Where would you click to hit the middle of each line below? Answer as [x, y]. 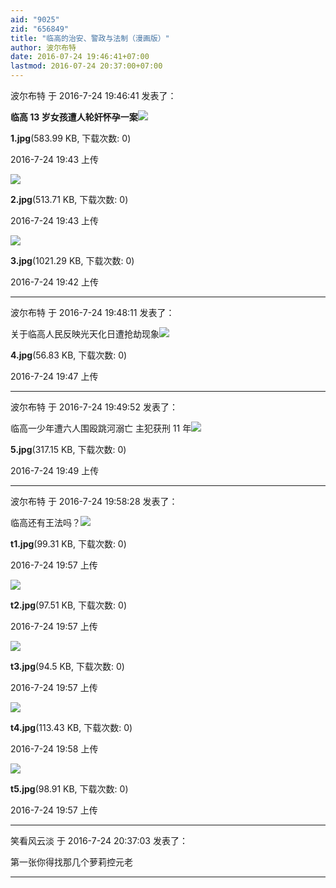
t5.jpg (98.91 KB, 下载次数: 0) [69, 789]
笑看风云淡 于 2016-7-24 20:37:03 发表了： [99, 840]
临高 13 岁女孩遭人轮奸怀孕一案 [74, 117]
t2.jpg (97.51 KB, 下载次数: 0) [68, 605]
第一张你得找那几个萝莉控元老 [71, 862]
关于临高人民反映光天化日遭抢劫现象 [85, 334]
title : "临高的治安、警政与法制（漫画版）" [90, 38]
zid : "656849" [40, 29]
